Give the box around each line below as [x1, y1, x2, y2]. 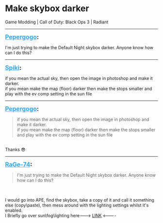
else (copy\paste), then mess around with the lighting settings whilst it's [5, 202, 149, 208]
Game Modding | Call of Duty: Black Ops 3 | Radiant [5, 19, 109, 25]
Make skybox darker [5, 3, 89, 14]
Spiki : [5, 64, 22, 72]
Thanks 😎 [5, 147, 26, 152]
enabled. [5, 207, 23, 213]
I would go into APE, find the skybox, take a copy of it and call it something [5, 197, 154, 203]
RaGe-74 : [5, 160, 33, 168]
